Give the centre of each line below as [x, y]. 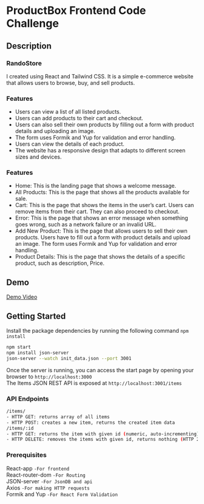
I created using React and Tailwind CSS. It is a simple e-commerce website [100, 76]
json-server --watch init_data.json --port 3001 [69, 358]
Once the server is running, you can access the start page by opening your [100, 370]
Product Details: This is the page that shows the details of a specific [100, 257]
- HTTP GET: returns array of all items [58, 417]
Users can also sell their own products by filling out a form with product [104, 124]
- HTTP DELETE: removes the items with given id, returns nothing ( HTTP [100, 440]
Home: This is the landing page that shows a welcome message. [96, 186]
